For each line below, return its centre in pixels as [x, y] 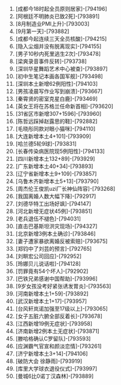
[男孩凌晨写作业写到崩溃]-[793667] [59, 91]
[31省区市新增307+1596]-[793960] [58, 114]
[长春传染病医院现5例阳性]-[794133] [60, 151]
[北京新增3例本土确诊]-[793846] [55, 234]
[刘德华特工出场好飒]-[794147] [53, 204]
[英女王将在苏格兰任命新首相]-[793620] [64, 106]
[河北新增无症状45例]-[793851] [54, 211]
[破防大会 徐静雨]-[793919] [49, 361]
